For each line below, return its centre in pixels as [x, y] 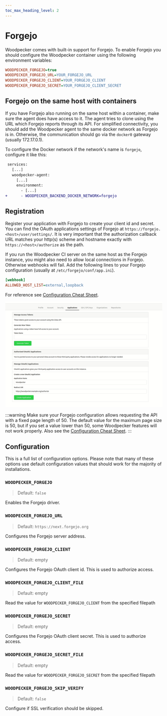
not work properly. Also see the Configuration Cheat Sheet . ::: [69, 431]
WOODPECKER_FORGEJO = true [31, 70]
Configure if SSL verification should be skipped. [54, 709]
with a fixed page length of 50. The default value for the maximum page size [83, 421]
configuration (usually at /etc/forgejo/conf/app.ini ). [60, 270]
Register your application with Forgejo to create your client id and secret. [80, 223]
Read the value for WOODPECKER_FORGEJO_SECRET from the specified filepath [80, 675]
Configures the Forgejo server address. [46, 536]
